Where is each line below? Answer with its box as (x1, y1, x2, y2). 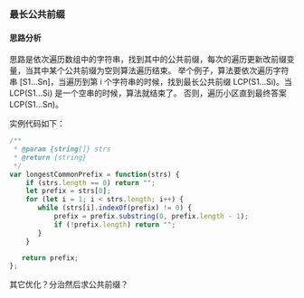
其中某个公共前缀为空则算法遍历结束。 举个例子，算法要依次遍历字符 (33, 65, 290, 76)
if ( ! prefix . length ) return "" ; (53, 219, 176, 229)
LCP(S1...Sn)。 (9, 99, 63, 110)
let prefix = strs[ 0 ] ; (25, 187, 111, 196)
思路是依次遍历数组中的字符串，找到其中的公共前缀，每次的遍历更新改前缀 (9, 54, 287, 65)
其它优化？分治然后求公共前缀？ (9, 279, 128, 290)
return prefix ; (21, 253, 79, 263)
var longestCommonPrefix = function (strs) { (9, 170, 180, 179)
